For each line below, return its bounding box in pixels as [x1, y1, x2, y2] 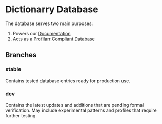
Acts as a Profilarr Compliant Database [12, 36, 95, 42]
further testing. [5, 112, 37, 118]
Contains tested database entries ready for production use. [5, 78, 131, 84]
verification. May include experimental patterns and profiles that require [5, 107, 157, 113]
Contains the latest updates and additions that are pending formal [5, 102, 144, 108]
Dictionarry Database [5, 4, 98, 15]
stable [5, 66, 22, 73]
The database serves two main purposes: [5, 20, 93, 27]
